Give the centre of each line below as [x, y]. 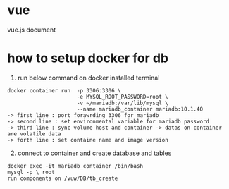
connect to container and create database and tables [94, 153]
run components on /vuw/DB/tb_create [63, 178]
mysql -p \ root [31, 172]
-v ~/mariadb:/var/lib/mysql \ [123, 103]
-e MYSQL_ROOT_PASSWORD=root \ [123, 97]
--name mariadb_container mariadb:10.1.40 [140, 109]
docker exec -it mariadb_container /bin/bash [75, 166]
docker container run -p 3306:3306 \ [64, 90]
